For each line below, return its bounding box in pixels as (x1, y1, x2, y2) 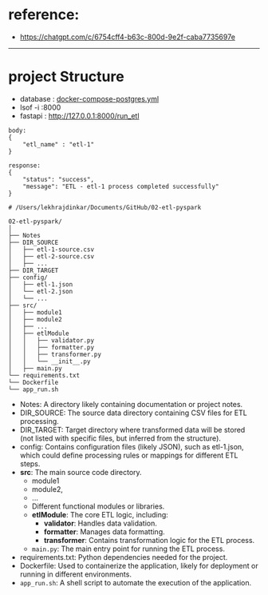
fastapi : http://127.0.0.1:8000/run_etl (19, 110, 140, 121)
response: (8, 162, 41, 170)
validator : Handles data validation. (43, 518, 157, 528)
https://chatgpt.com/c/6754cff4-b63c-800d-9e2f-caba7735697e (19, 32, 235, 42)
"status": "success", (22, 175, 94, 183)
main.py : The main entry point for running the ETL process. (31, 544, 226, 553)
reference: (8, 6, 80, 24)
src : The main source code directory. (19, 467, 142, 477)
